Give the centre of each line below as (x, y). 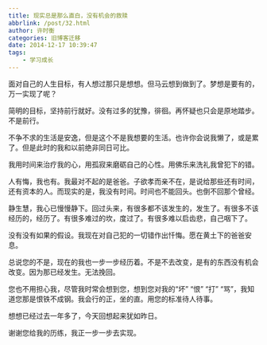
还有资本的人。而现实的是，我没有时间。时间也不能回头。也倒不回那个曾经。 (133, 191)
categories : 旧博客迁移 (44, 38)
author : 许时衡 (31, 30)
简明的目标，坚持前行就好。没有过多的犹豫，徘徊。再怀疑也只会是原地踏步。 (133, 110)
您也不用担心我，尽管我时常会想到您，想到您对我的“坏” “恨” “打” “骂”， (124, 288)
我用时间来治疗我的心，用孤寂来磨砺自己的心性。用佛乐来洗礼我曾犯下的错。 (133, 164)
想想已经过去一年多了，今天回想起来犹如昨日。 (85, 316)
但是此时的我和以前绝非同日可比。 (77, 147)
